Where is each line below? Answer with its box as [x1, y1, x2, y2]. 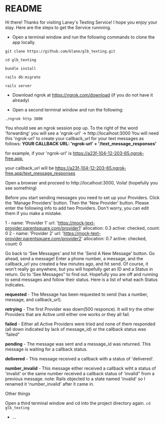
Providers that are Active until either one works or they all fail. [5, 311, 131, 317]
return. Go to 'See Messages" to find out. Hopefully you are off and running [5, 271, 159, 277]
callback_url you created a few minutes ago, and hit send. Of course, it [5, 261, 149, 267]
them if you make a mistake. [5, 210, 63, 216]
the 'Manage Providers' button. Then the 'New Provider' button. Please [5, 200, 149, 206]
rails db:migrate [5, 74, 41, 79]
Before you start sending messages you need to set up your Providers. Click [5, 194, 160, 200]
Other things [5, 390, 31, 396]
